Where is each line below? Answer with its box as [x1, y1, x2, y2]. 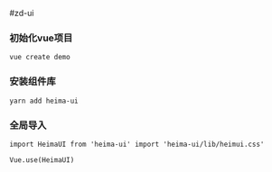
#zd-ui [9, 8, 34, 18]
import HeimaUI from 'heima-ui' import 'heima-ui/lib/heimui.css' [9, 140, 265, 149]
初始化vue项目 [9, 32, 73, 44]
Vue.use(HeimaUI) [9, 155, 75, 165]
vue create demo [9, 53, 70, 62]
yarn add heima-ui [9, 96, 79, 105]
